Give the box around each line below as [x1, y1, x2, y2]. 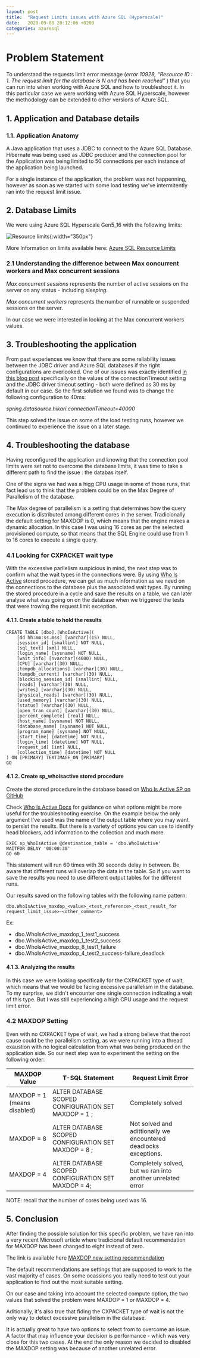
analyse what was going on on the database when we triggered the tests [6, 596, 185, 603]
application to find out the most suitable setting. [6, 1278, 123, 1285]
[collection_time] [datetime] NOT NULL [17, 750, 116, 756]
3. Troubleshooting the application [6, 339, 137, 349]
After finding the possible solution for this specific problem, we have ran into [6, 1230, 194, 1237]
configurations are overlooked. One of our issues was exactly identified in [6, 368, 187, 375]
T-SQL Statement [62, 1074, 114, 1082]
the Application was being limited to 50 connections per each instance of [6, 157, 186, 165]
